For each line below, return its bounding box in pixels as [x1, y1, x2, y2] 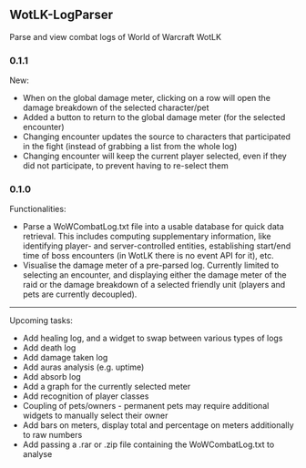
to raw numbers [22, 430, 83, 441]
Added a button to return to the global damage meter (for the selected [22, 112, 286, 123]
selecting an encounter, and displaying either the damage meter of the [22, 270, 287, 280]
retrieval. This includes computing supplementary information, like [22, 231, 271, 242]
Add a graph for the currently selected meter [22, 382, 191, 392]
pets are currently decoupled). [22, 289, 138, 300]
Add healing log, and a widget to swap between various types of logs [22, 332, 283, 344]
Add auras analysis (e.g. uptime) [22, 361, 145, 372]
